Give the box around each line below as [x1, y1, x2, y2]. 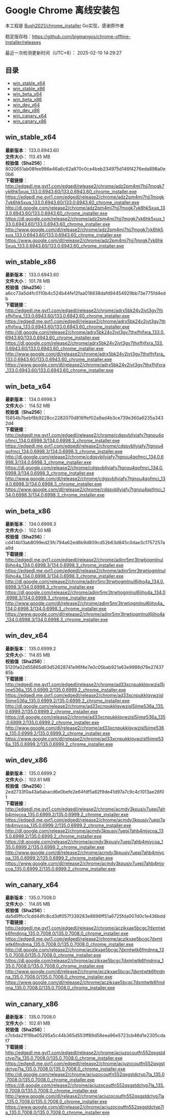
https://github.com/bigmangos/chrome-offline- [32, 33, 131, 39]
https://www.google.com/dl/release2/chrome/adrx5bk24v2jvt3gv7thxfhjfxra [5, 362, 165, 368]
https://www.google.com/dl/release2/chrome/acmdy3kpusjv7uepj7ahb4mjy [5, 860, 164, 866]
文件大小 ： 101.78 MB [5, 278, 50, 284]
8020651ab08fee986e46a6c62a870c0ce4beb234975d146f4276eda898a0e [5, 166, 166, 172]
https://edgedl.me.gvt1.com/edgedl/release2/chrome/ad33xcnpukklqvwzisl [5, 692, 164, 698]
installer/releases [5, 39, 42, 45]
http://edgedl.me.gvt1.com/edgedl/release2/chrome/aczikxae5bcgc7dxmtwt [5, 925, 165, 931]
